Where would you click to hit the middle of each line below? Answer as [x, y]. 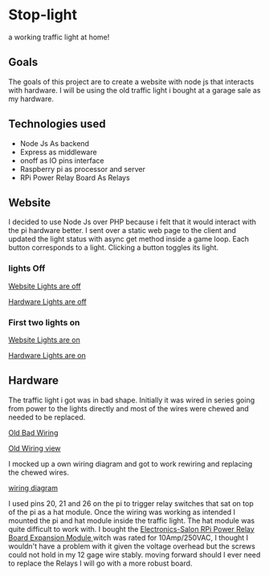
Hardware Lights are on [47, 355]
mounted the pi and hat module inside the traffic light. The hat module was [132, 521]
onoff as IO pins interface [62, 160]
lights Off [27, 268]
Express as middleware [59, 152]
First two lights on [44, 322]
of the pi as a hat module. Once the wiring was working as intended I [122, 512]
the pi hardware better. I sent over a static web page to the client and [122, 231]
